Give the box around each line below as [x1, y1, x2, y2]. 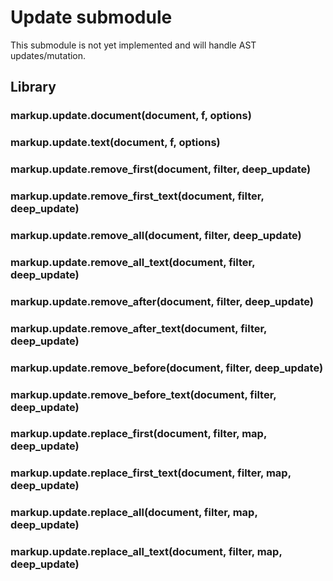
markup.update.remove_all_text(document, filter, [10, 255, 256, 269]
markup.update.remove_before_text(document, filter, [10, 387, 277, 401]
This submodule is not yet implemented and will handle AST [10, 39, 257, 51]
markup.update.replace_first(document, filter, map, [10, 427, 267, 441]
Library [10, 79, 57, 96]
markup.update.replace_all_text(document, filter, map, [10, 545, 283, 559]
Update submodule [10, 6, 173, 29]
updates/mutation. [10, 49, 87, 61]
